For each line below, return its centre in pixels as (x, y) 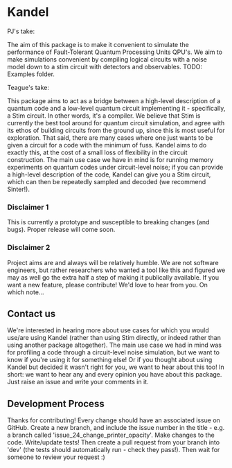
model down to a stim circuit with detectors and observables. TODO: (105, 66)
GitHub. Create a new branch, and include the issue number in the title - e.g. (116, 428)
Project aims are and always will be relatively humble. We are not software (113, 262)
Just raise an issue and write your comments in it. (78, 382)
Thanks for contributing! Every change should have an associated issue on (114, 420)
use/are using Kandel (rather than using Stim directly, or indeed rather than (114, 338)
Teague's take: (28, 87)
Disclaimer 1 (28, 207)
